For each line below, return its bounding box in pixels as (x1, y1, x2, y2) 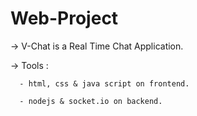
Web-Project (10, 7, 119, 30)
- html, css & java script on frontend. (19, 78, 190, 89)
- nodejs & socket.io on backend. (19, 96, 163, 106)
